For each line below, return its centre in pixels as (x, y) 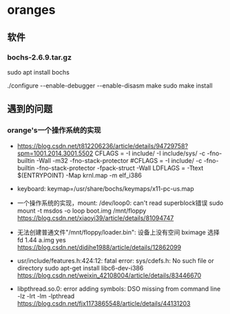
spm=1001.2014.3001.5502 (55, 153)
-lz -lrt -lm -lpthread (46, 296)
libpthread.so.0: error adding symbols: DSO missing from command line (119, 288)
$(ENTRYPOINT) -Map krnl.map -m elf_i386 (80, 175)
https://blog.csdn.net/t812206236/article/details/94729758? (102, 146)
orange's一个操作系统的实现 (54, 130)
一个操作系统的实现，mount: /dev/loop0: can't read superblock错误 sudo (120, 203)
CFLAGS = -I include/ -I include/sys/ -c (150, 153)
